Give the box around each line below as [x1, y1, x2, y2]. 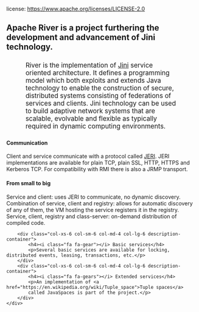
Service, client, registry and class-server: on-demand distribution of [6, 213, 177, 220]
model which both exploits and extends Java [25, 76, 161, 85]
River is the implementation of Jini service [25, 61, 153, 69]
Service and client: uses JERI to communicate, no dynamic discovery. [6, 193, 181, 200]
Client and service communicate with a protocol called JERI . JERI [6, 152, 170, 160]
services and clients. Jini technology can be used [25, 99, 176, 107]
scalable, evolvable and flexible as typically [25, 114, 157, 122]
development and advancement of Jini [6, 32, 156, 43]
